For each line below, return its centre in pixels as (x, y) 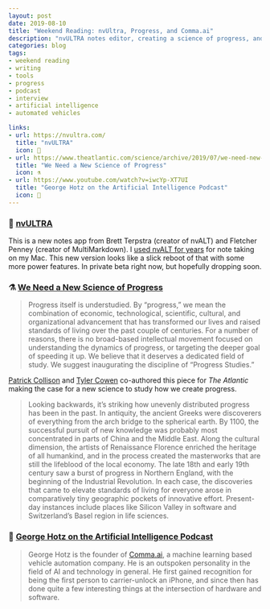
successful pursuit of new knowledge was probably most (123, 430)
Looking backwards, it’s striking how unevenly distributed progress (139, 404)
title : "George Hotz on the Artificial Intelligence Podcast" (122, 188)
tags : (17, 53)
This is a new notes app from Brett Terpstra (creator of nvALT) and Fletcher (133, 241)
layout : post (30, 16)
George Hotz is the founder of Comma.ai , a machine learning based (140, 554)
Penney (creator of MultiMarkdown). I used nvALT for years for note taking (131, 250)
